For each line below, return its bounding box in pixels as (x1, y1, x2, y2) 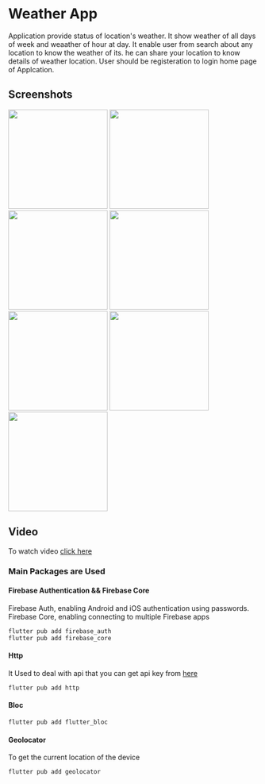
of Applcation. (8, 64, 55, 74)
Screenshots (8, 88, 73, 102)
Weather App (8, 5, 98, 23)
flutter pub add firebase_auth (8, 627, 112, 635)
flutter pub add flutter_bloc (8, 718, 109, 727)
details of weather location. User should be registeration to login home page (8, 56, 257, 66)
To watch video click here (8, 546, 93, 556)
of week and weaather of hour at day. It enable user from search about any (8, 39, 254, 48)
